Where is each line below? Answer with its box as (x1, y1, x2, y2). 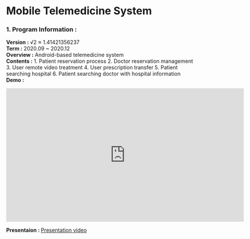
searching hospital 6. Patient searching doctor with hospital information (6, 70, 181, 78)
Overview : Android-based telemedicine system (6, 52, 124, 59)
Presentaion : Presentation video (6, 227, 87, 234)
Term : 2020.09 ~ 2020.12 (6, 45, 70, 52)
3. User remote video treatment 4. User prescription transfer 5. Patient (6, 64, 178, 71)
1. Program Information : (6, 26, 77, 34)
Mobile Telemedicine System (6, 4, 153, 18)
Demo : (6, 77, 24, 84)
